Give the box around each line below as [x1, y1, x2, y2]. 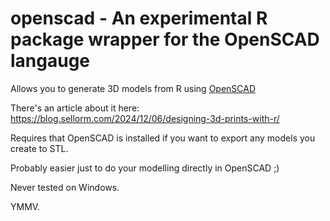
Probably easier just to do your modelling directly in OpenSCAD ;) [10, 162, 280, 174]
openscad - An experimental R [10, 7, 268, 30]
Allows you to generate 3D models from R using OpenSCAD [10, 82, 257, 94]
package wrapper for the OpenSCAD [10, 28, 320, 51]
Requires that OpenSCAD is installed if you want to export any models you [10, 132, 316, 144]
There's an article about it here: [10, 102, 140, 114]
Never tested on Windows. [10, 181, 120, 193]
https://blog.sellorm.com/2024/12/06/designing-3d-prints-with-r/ [10, 112, 280, 124]
